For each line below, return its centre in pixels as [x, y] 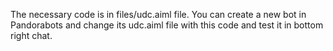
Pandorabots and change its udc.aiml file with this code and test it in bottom [167, 25]
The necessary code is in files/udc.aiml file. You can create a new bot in [158, 14]
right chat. [31, 35]
